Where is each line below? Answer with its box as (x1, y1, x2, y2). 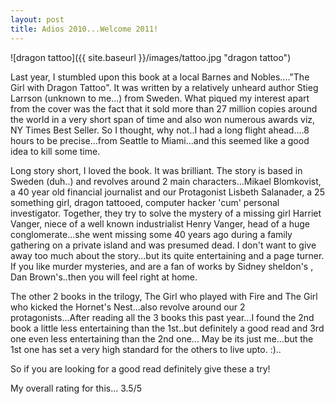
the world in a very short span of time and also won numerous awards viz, (10, 113, 316, 125)
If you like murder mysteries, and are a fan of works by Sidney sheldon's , (10, 260, 314, 272)
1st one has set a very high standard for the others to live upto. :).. (10, 343, 282, 355)
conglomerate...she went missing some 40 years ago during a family (10, 228, 293, 240)
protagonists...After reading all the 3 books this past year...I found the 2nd (10, 311, 315, 323)
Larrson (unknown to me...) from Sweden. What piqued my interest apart (10, 92, 310, 104)
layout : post (10, 14, 65, 25)
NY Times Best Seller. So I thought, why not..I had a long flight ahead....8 (10, 124, 310, 136)
